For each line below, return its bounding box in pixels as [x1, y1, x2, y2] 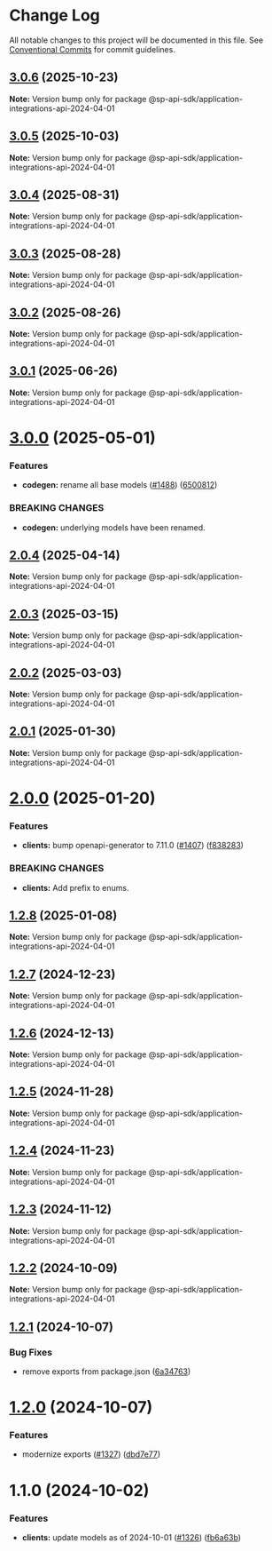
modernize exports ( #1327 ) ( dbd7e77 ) [21, 1449, 161, 1460]
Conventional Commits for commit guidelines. [9, 44, 175, 54]
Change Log [9, 5, 100, 26]
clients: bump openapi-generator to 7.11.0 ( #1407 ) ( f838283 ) [21, 840, 244, 851]
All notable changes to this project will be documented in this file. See [9, 35, 264, 45]
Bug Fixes [9, 1346, 53, 1358]
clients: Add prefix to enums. [21, 882, 129, 893]
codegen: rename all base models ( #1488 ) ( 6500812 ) [21, 480, 218, 490]
